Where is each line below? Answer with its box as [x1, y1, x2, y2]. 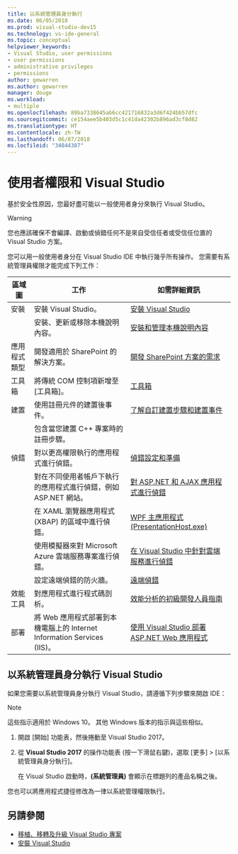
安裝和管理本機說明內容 [130, 323, 209, 333]
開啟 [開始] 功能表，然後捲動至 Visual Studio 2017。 [17, 733, 169, 741]
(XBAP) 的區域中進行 [34, 517, 103, 527]
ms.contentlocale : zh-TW [7, 129, 81, 136]
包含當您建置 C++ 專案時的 [34, 424, 124, 434]
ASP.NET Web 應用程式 [130, 633, 208, 643]
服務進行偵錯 [130, 557, 174, 567]
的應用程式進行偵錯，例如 [34, 483, 120, 493]
